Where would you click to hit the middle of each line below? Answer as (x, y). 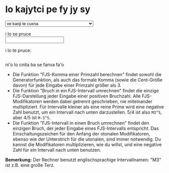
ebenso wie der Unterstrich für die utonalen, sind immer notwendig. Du (87, 139)
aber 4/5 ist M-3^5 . (32, 117)
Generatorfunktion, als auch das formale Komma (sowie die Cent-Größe (88, 80)
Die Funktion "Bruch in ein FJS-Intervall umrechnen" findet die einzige (86, 90)
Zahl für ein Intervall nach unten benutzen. (57, 150)
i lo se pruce (18, 33)
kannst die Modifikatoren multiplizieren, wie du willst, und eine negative (87, 144)
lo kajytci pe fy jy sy (48, 9)
